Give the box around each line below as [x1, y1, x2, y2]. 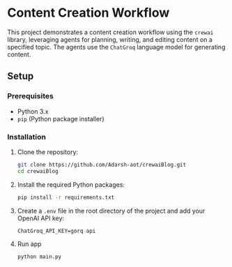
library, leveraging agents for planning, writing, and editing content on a [7, 35, 212, 43]
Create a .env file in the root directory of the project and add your [17, 206, 206, 215]
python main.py [17, 253, 62, 260]
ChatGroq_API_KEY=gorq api [17, 227, 96, 234]
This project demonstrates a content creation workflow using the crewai [7, 28, 214, 36]
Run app [17, 239, 42, 248]
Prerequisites [7, 91, 54, 101]
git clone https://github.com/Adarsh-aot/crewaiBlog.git [17, 161, 187, 168]
